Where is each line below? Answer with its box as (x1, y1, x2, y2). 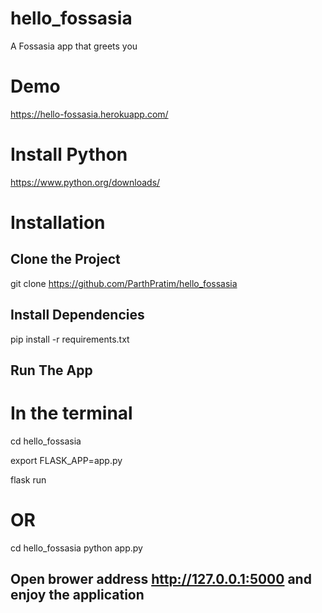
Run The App (10, 362, 93, 379)
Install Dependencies (10, 307, 145, 324)
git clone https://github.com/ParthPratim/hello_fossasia (10, 277, 238, 289)
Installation (10, 212, 106, 234)
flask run (10, 473, 47, 486)
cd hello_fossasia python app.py (10, 542, 143, 554)
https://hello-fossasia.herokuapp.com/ (10, 108, 169, 120)
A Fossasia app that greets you (10, 40, 138, 52)
